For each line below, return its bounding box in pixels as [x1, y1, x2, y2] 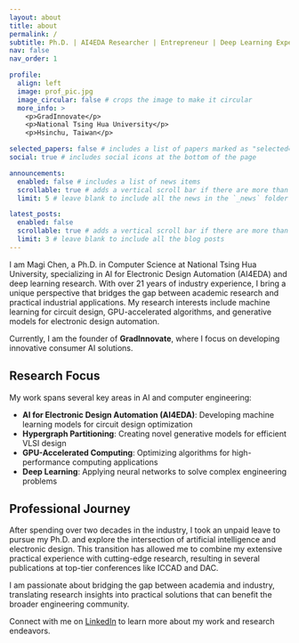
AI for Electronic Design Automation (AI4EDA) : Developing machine [21, 409, 274, 419]
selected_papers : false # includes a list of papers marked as [9, 144, 249, 154]
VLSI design [21, 437, 67, 448]
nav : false [9, 46, 50, 55]
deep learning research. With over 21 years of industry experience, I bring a [9, 278, 287, 289]
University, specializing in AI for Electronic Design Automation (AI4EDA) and [9, 268, 287, 279]
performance [21, 456, 71, 468]
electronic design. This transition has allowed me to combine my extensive [9, 544, 283, 555]
